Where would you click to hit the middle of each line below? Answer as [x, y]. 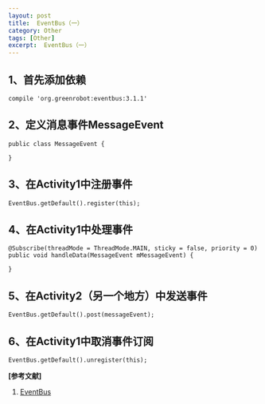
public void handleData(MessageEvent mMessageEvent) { [101, 255]
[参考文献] [25, 376]
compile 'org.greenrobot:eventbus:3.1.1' [78, 98]
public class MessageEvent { [57, 144]
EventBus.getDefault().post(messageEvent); [82, 315]
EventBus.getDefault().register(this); [74, 203]
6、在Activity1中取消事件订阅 [81, 341]
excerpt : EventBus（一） [49, 46]
